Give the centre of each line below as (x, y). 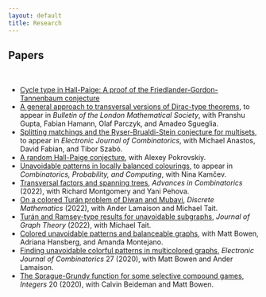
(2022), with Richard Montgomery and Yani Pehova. (104, 191)
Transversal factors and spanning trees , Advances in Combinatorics (131, 183)
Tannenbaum (41, 98)
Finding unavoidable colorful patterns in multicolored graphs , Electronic (137, 251)
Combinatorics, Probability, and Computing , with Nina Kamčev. (123, 174)
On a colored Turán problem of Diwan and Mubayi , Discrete (117, 200)
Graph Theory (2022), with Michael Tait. (85, 225)
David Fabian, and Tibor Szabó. (71, 149)
